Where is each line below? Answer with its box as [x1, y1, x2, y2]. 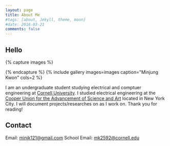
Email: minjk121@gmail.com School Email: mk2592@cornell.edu [5, 134, 140, 141]
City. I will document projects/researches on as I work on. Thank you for [5, 100, 157, 107]
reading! [5, 106, 23, 112]
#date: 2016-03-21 [5, 22, 45, 27]
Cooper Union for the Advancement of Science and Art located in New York [5, 95, 165, 101]
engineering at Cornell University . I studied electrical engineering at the [5, 90, 156, 96]
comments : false [5, 27, 40, 32]
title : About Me [5, 12, 40, 17]
